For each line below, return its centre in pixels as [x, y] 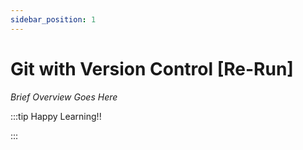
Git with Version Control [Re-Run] [152, 68]
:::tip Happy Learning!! [56, 116]
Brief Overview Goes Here [64, 97]
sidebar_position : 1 [53, 19]
